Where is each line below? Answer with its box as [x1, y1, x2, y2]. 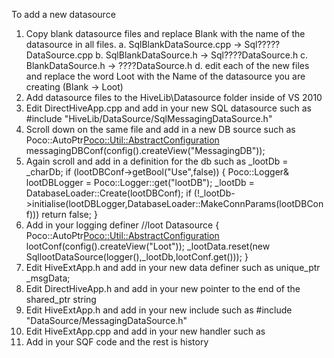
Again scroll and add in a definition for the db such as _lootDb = [25, 155, 289, 167]
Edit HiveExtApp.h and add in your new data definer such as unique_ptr [25, 262, 321, 273]
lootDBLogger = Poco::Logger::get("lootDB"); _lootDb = [25, 177, 255, 188]
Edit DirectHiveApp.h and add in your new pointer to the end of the [25, 283, 301, 294]
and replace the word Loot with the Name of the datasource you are [25, 70, 306, 82]
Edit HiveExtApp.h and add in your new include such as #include [25, 304, 293, 316]
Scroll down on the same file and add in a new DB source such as [25, 124, 296, 135]
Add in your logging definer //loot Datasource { [25, 219, 220, 231]
